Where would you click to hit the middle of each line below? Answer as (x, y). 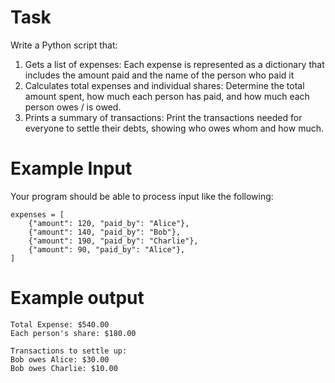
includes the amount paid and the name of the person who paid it (159, 75)
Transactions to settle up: (69, 351)
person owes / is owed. (73, 107)
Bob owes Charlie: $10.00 (64, 368)
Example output (77, 298)
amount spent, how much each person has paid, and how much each (167, 96)
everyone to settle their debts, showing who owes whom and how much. (174, 128)
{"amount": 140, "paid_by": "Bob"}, (105, 232)
